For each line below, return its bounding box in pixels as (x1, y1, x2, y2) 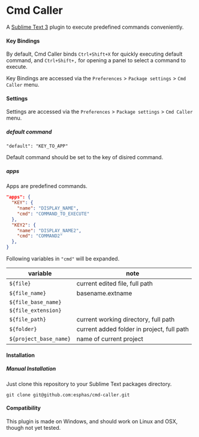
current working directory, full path (76, 315, 175, 324)
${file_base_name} (9, 299, 62, 306)
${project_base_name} (9, 336, 71, 342)
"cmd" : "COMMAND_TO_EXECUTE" (17, 211, 90, 217)
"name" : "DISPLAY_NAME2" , (17, 227, 82, 233)
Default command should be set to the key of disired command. (6, 154, 164, 161)
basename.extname (76, 289, 132, 298)
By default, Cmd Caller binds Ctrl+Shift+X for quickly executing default (6, 50, 183, 57)
